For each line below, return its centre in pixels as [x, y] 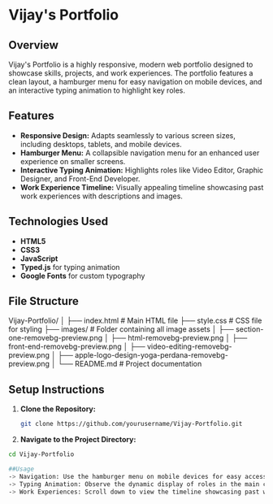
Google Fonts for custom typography [82, 276]
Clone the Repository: [58, 409]
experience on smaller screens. [73, 161]
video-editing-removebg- [190, 346]
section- [249, 329]
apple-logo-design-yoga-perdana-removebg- [152, 355]
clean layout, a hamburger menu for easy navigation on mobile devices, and [135, 82]
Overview [34, 45]
